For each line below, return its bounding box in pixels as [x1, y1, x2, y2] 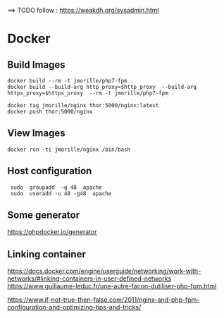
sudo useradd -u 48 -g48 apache [10, 190, 112, 197]
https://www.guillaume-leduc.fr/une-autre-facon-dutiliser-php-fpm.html [7, 282, 217, 291]
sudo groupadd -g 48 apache [10, 183, 102, 191]
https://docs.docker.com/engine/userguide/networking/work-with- [7, 267, 201, 276]
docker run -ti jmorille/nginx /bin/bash [7, 146, 131, 153]
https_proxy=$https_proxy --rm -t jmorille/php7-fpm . [7, 90, 175, 97]
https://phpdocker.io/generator [7, 228, 97, 236]
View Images [7, 127, 66, 140]
